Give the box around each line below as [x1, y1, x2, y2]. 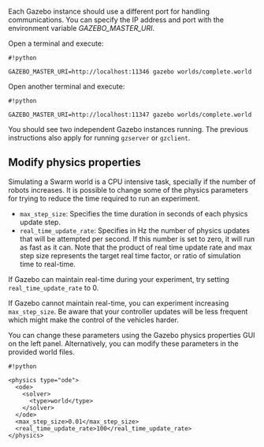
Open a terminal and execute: [8, 39, 104, 48]
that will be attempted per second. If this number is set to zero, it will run [19, 234, 255, 243]
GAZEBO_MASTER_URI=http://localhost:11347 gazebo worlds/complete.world [8, 111, 252, 118]
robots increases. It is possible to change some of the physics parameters [8, 185, 248, 194]
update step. [19, 217, 61, 227]
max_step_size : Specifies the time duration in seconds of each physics [19, 208, 248, 218]
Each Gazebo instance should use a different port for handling [8, 7, 210, 16]
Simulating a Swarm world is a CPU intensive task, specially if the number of [8, 177, 256, 186]
